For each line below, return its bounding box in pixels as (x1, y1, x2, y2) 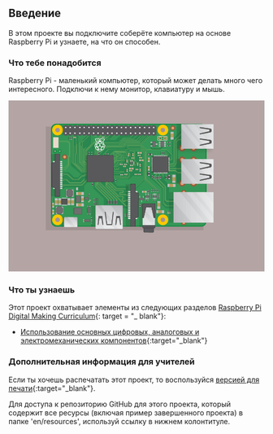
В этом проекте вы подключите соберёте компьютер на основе (8, 28, 232, 37)
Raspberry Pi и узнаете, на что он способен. (8, 37, 161, 46)
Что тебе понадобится (8, 57, 102, 68)
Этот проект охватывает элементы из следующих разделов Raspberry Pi (8, 303, 262, 313)
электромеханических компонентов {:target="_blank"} (19, 335, 208, 345)
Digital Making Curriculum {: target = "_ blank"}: (8, 311, 167, 321)
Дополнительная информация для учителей (8, 356, 195, 367)
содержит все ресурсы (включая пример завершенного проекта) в (8, 407, 244, 418)
